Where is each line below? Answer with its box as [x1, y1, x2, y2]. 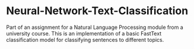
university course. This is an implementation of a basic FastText [6, 30, 162, 37]
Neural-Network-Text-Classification [6, 4, 189, 18]
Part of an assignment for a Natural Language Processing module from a [6, 24, 184, 31]
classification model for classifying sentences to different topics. [6, 36, 164, 43]
